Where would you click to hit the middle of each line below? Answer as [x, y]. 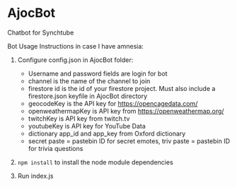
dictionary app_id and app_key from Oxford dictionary [107, 133]
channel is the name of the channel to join [89, 81]
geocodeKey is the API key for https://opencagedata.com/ [113, 103]
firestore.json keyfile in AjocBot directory [88, 96]
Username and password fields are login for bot [98, 73]
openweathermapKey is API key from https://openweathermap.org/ [126, 111]
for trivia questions [56, 148]
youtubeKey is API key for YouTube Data [87, 126]
